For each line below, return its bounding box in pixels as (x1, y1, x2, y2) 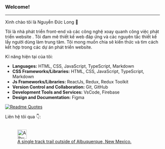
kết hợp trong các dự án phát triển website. (5, 44, 92, 50)
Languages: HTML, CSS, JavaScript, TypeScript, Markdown (12, 63, 134, 69)
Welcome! (5, 3, 30, 10)
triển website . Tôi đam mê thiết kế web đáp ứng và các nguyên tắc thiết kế (5, 34, 157, 40)
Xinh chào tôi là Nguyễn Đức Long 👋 (5, 19, 79, 25)
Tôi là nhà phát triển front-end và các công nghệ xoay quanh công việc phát (5, 28, 160, 35)
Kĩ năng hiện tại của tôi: (5, 54, 53, 60)
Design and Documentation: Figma (12, 95, 84, 100)
